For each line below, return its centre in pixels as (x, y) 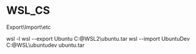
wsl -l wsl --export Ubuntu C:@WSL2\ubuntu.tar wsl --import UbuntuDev (98, 38)
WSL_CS (28, 10)
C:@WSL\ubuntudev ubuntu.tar (46, 45)
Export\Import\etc (29, 27)
